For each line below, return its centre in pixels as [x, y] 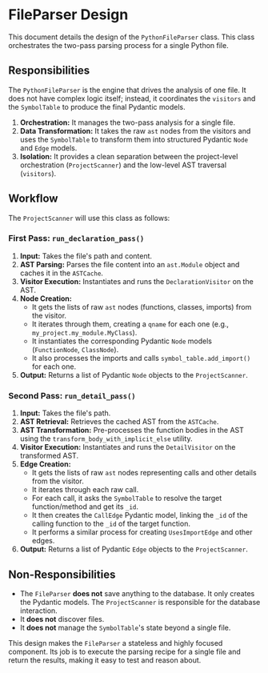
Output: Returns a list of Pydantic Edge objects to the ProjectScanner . [134, 549]
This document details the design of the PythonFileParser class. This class [132, 37]
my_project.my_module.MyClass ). [84, 332]
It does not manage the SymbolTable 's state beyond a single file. [125, 627]
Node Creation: [46, 298]
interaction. [38, 611]
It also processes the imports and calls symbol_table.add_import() [141, 358]
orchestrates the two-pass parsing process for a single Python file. [119, 45]
